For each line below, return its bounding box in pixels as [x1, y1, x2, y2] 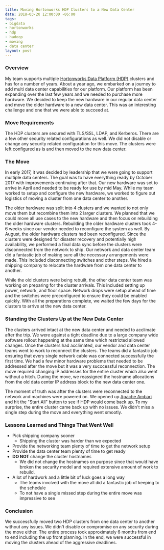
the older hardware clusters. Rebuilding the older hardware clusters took [5, 220, 151, 226]
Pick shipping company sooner [12, 433, 75, 439]
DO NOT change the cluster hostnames [12, 453, 92, 459]
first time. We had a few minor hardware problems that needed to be [5, 358, 143, 364]
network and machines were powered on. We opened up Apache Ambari [5, 393, 152, 399]
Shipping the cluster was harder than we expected [19, 438, 121, 443]
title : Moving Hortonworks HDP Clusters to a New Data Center [5, 7, 135, 12]
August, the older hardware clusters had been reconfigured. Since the [5, 231, 146, 237]
